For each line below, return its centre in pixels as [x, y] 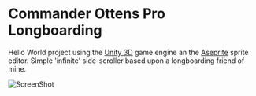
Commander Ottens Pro [87, 14]
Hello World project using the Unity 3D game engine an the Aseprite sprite [128, 52]
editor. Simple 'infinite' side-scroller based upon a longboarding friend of [126, 61]
